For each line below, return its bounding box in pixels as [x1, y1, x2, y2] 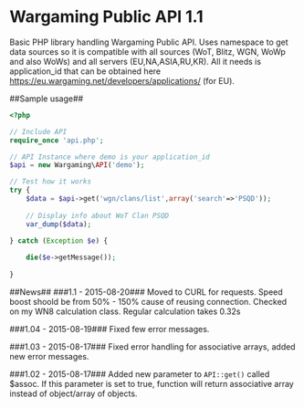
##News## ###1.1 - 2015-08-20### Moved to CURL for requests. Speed [9, 286, 283, 298]
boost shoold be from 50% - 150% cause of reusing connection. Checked [9, 296, 288, 307]
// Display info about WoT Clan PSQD [26, 211, 170, 220]
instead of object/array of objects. [9, 388, 138, 399]
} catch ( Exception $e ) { [9, 236, 108, 246]
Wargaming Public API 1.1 [9, 6, 204, 27]
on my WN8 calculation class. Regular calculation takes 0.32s [9, 306, 241, 317]
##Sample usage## [9, 93, 84, 104]
